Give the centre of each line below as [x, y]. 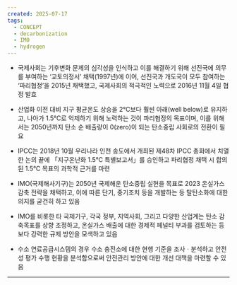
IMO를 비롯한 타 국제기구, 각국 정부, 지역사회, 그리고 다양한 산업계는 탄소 [117, 216]
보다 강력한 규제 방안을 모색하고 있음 [67, 234]
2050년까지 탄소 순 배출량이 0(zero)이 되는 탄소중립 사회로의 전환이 [124, 127]
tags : [15, 21]
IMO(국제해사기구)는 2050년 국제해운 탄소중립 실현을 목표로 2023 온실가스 [121, 184]
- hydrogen [30, 47]
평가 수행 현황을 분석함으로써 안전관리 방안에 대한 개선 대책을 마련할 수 [122, 258]
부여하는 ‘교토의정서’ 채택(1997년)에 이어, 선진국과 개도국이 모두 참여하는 [125, 76]
